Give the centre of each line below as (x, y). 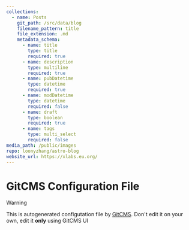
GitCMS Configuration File (73, 186)
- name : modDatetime (48, 95)
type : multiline (48, 67)
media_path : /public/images (41, 145)
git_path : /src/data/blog (49, 23)
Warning (16, 203)
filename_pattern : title (48, 28)
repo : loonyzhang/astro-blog (43, 151)
